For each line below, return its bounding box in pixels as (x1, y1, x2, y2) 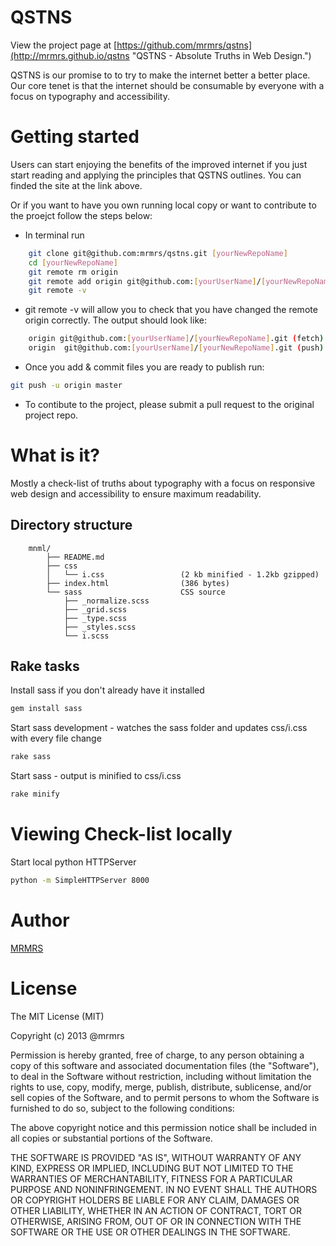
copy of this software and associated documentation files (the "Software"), (10, 1059, 320, 1071)
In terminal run (24, 229, 85, 241)
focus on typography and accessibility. (10, 90, 170, 102)
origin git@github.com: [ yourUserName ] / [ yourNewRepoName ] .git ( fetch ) (28, 334, 325, 344)
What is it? (10, 444, 101, 467)
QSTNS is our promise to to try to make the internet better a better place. (10, 69, 311, 81)
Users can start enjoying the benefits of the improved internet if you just (10, 158, 308, 170)
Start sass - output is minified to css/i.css (10, 770, 182, 782)
